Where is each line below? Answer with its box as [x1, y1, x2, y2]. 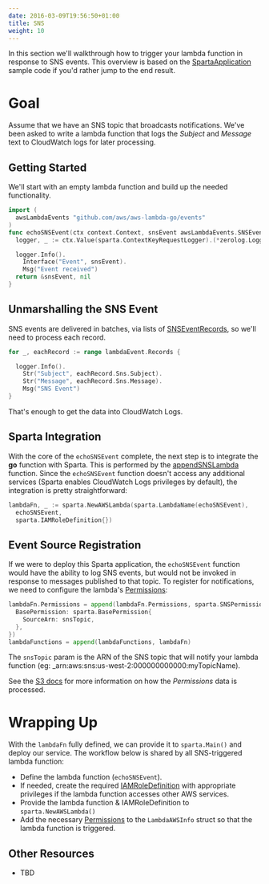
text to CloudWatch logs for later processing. [8, 137, 156, 147]
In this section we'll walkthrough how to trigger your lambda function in [8, 49, 243, 59]
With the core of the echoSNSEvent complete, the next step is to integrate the [8, 451, 259, 461]
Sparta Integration [8, 430, 102, 444]
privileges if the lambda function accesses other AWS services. [19, 789, 230, 799]
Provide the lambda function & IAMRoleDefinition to [19, 798, 190, 808]
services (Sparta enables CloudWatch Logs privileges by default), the [8, 477, 238, 487]
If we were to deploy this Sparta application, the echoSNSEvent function [8, 560, 240, 569]
